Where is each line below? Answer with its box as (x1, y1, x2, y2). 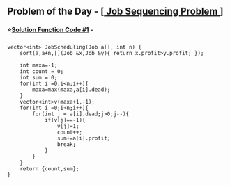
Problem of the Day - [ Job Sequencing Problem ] (7, 6, 224, 17)
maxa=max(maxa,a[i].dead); (32, 86, 111, 93)
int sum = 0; (20, 74, 58, 81)
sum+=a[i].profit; (56, 135, 111, 142)
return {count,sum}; (20, 165, 79, 172)
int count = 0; (20, 67, 64, 75)
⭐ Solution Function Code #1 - (7, 25, 94, 33)
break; (56, 140, 77, 148)
